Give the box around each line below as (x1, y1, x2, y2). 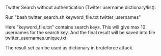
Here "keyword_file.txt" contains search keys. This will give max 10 (5, 24, 146, 30)
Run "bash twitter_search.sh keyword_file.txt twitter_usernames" (5, 14, 141, 20)
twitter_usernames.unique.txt (5, 35, 67, 41)
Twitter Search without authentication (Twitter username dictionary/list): (5, 5, 156, 10)
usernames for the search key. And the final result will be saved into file (5, 30, 155, 35)
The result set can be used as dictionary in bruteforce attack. (5, 45, 133, 50)
